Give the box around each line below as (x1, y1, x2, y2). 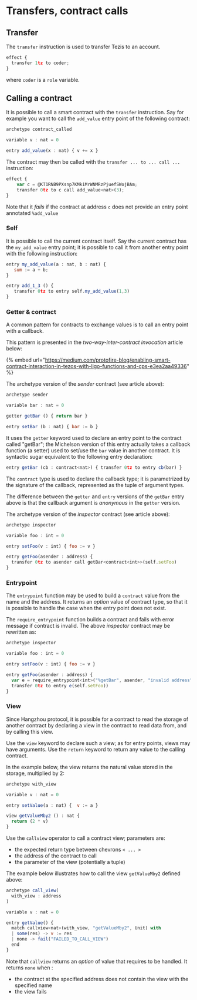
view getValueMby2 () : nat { (6, 813, 80, 819)
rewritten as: (6, 628, 36, 635)
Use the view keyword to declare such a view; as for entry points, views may (6, 739, 191, 746)
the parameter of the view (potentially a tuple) (14, 859, 125, 865)
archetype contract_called (6, 127, 72, 133)
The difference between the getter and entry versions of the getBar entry (6, 493, 185, 500)
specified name (14, 982, 53, 989)
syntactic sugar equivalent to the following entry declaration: (6, 453, 153, 460)
